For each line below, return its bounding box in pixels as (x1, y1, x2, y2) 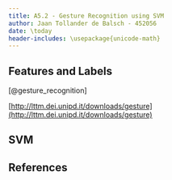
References (8, 161, 68, 174)
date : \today (8, 27, 52, 35)
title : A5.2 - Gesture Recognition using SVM (8, 11, 164, 20)
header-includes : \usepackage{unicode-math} (8, 34, 161, 43)
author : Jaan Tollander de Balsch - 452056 (8, 19, 157, 27)
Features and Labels (8, 64, 113, 77)
